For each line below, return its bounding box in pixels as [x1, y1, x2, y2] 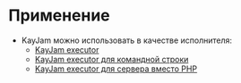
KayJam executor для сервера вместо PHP [34, 63, 198, 74]
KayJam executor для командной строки [34, 54, 189, 64]
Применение [8, 5, 110, 26]
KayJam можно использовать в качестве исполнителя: [21, 35, 233, 46]
